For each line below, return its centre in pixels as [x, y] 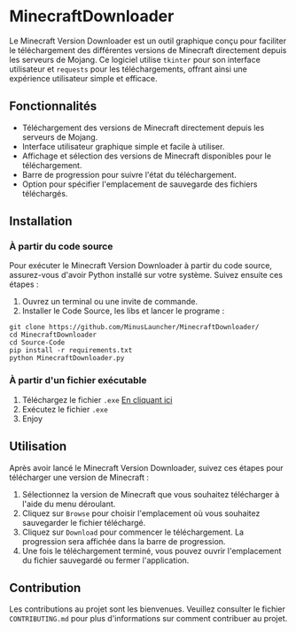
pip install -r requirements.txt [71, 351]
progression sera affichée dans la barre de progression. [124, 541]
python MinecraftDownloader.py [67, 358]
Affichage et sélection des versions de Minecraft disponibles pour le [147, 156]
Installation [41, 222]
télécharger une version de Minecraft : [79, 477]
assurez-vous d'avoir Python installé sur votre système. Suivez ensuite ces [146, 275]
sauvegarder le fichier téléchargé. [84, 522]
